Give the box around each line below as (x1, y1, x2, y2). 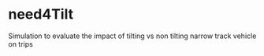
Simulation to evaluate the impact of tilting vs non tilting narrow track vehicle (8, 31, 257, 40)
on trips (8, 39, 33, 48)
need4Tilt (8, 5, 73, 23)
